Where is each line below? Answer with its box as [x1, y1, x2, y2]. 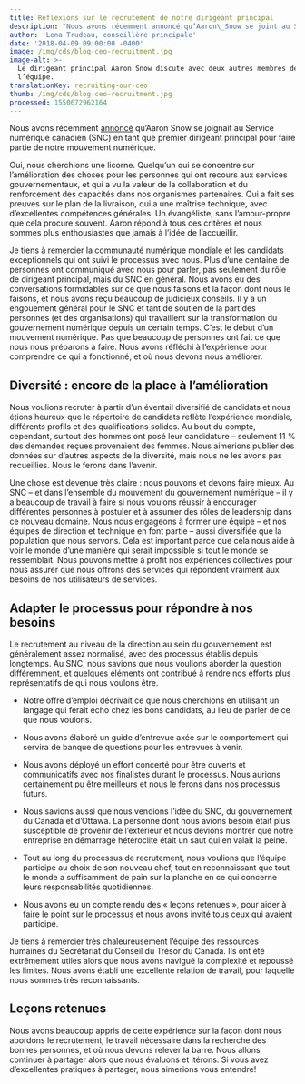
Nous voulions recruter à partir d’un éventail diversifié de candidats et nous [9, 402, 291, 413]
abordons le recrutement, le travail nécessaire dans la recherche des [9, 1034, 267, 1046]
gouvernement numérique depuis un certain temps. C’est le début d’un [9, 322, 274, 333]
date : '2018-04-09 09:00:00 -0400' [9, 38, 144, 48]
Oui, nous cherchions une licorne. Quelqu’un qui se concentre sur [9, 160, 256, 171]
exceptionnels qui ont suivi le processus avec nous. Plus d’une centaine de [9, 255, 290, 266]
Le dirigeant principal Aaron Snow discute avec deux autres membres [17, 65, 286, 74]
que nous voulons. [22, 715, 93, 725]
